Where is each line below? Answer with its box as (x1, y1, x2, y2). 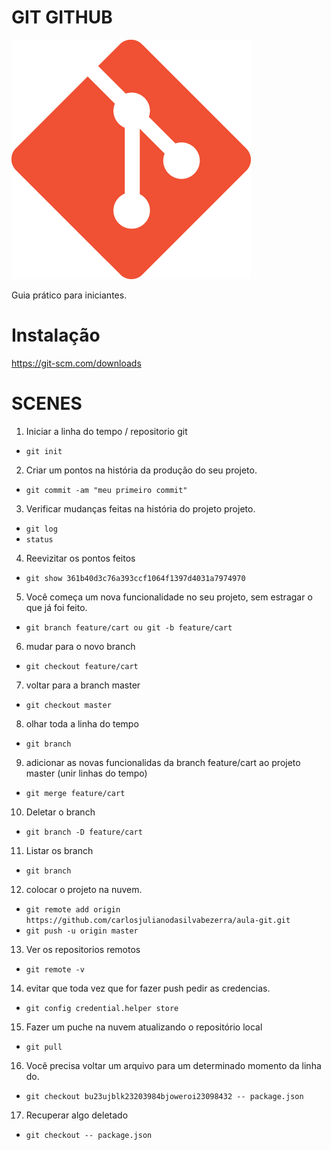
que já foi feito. (25, 601, 88, 613)
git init (25, 446, 63, 456)
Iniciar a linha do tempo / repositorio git (25, 425, 188, 437)
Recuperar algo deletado (25, 1109, 129, 1121)
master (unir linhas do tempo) (25, 767, 148, 779)
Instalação (11, 324, 101, 347)
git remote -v (25, 964, 85, 975)
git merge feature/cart (25, 788, 126, 798)
